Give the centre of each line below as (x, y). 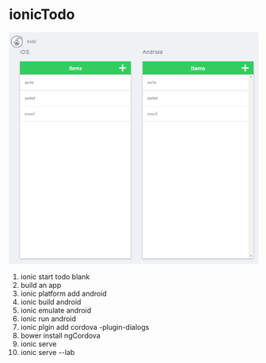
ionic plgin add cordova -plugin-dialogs (85, 327)
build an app (41, 285)
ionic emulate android (56, 310)
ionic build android (51, 301)
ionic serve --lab (47, 352)
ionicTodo (42, 15)
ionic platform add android (64, 293)
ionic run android (48, 319)
